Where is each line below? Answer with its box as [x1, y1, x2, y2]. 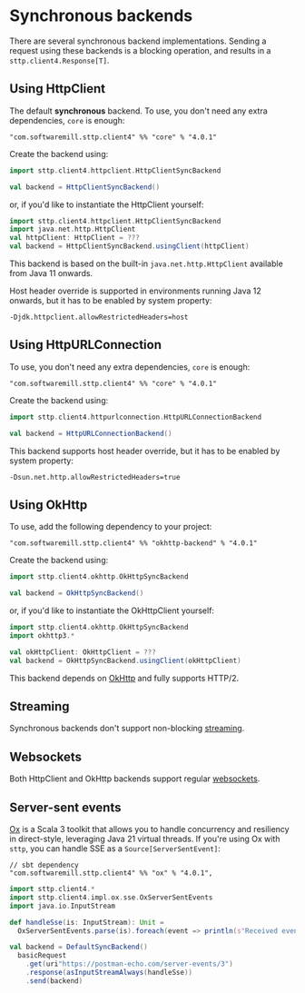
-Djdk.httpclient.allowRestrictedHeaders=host [9, 313, 189, 322]
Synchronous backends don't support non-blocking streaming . [9, 723, 245, 734]
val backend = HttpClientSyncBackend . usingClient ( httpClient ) [9, 242, 250, 251]
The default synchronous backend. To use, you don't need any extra [9, 105, 268, 116]
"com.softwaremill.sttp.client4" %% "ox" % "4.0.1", [9, 869, 213, 878]
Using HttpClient [9, 81, 106, 96]
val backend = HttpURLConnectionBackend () [9, 429, 172, 438]
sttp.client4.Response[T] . [9, 55, 110, 65]
